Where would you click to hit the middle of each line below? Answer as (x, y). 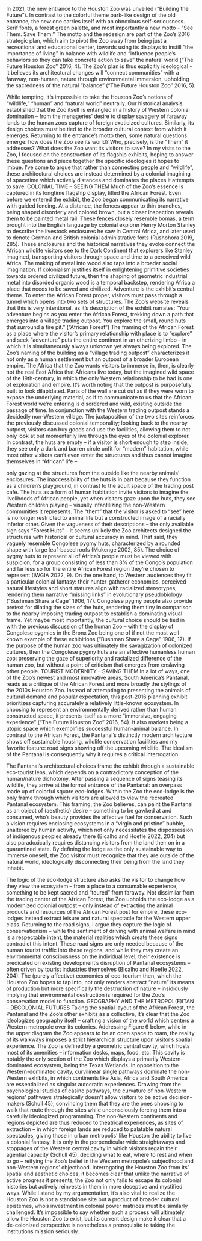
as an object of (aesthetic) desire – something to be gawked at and (89, 811)
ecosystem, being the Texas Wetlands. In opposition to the (106, 1065)
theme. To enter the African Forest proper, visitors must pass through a (94, 295)
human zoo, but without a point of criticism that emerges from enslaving (96, 665)
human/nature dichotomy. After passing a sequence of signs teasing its (95, 779)
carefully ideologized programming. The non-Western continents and (92, 1116)
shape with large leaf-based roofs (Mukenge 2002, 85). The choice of (93, 550)
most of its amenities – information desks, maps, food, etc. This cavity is (96, 1052)
